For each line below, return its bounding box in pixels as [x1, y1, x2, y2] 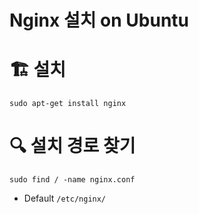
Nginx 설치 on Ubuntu [9, 9, 190, 32]
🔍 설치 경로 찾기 [9, 135, 136, 158]
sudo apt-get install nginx [9, 99, 127, 109]
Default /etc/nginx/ [23, 192, 107, 205]
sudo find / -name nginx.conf [9, 175, 136, 185]
